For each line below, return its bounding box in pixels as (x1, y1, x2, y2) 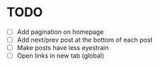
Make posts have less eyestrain (16, 44, 109, 52)
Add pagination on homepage (16, 28, 104, 36)
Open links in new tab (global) (16, 51, 105, 60)
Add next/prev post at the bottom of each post (16, 36, 153, 44)
